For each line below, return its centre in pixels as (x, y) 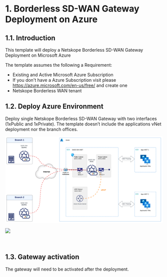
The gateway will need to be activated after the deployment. (67, 269)
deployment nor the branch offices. (42, 129)
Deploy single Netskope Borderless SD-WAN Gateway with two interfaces (81, 118)
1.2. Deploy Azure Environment (54, 107)
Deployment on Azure (51, 19)
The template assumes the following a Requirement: (59, 65)
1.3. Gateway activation (42, 257)
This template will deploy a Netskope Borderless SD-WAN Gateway (74, 50)
